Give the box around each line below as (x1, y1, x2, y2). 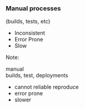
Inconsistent (14, 29, 46, 37)
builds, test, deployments (5, 72, 69, 79)
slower (14, 96, 31, 103)
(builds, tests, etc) (5, 18, 51, 25)
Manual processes (5, 4, 61, 13)
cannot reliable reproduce (14, 83, 79, 91)
